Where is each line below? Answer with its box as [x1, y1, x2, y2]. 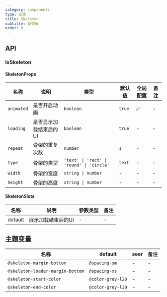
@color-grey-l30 [88, 284, 128, 290]
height [7, 179, 23, 185]
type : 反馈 [5, 12, 26, 17]
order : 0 [5, 26, 23, 31]
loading [7, 125, 26, 131]
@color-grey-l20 [88, 276, 128, 282]
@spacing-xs [88, 268, 117, 274]
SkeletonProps [5, 71, 36, 77]
